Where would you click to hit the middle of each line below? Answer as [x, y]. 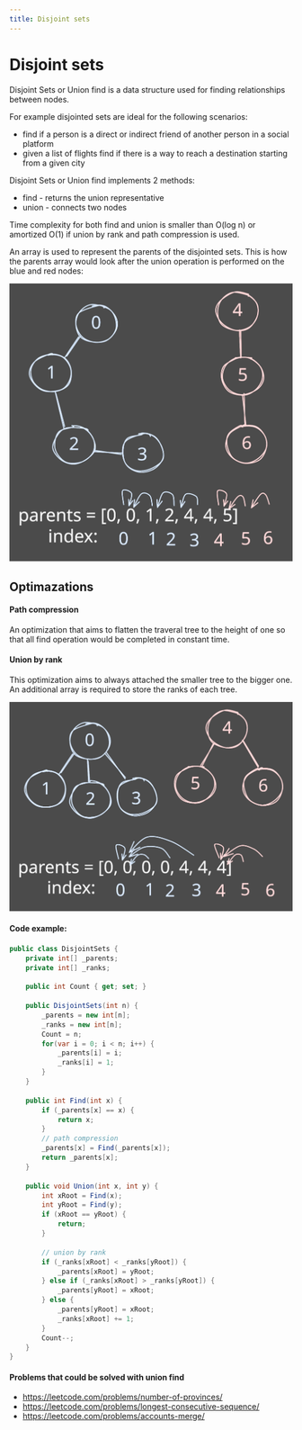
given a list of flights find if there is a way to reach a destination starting [155, 153]
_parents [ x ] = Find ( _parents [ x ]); [106, 1148]
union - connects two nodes [75, 207]
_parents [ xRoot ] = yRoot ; [106, 1272]
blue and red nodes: [46, 271]
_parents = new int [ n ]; [86, 1015]
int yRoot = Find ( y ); [82, 1205]
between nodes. [40, 99]
